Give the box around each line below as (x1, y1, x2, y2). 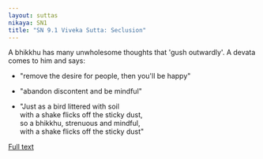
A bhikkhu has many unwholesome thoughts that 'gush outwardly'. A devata (8, 48, 256, 57)
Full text (8, 142, 34, 152)
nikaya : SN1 (8, 19, 47, 27)
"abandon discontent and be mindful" (19, 87, 142, 96)
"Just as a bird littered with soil (19, 102, 120, 111)
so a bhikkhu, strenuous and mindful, (19, 119, 141, 128)
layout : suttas (8, 11, 58, 20)
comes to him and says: (8, 56, 85, 65)
